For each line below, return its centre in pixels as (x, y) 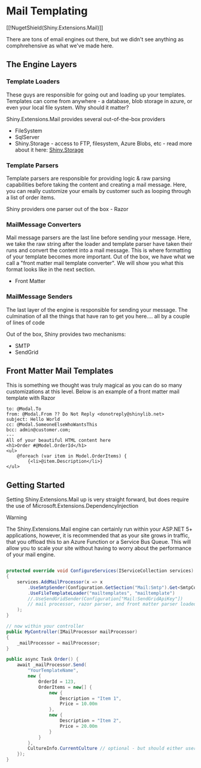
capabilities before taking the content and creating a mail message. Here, (97, 185)
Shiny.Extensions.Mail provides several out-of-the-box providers (86, 119)
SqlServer (27, 137)
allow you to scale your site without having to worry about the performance (99, 548)
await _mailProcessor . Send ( (52, 665)
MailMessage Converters (44, 224)
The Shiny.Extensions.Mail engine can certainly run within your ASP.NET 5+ (99, 529)
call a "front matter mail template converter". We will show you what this (95, 263)
